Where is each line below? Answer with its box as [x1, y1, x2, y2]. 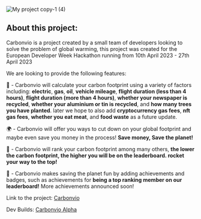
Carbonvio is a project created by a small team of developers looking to [6, 39, 183, 46]
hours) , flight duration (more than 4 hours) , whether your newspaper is [6, 94, 188, 101]
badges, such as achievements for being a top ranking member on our [6, 176, 182, 183]
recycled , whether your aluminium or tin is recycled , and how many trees [6, 100, 192, 107]
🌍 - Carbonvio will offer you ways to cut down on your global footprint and [6, 125, 192, 132]
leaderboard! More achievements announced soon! [6, 182, 134, 190]
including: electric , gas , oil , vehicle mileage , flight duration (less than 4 [6, 88, 187, 95]
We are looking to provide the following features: [6, 70, 127, 77]
